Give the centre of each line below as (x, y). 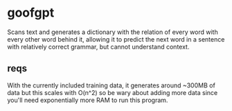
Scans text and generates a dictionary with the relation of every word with (113, 32)
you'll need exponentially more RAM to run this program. (88, 100)
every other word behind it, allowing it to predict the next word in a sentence (116, 39)
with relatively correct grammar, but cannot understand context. (98, 46)
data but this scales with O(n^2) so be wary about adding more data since (113, 92)
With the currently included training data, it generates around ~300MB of (111, 85)
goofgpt (31, 13)
